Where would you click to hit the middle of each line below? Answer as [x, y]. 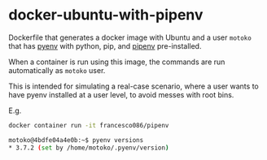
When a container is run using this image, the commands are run [117, 62]
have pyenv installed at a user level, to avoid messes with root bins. [121, 94]
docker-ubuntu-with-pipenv [106, 15]
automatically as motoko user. [57, 70]
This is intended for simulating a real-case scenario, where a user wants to [133, 86]
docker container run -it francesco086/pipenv [89, 125]
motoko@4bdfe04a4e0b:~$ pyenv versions [76, 140]
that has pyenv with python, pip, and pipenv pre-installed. [105, 45]
